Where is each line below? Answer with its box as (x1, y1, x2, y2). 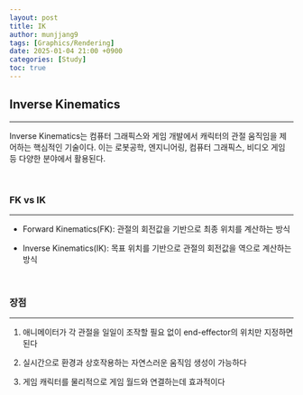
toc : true (9, 64, 47, 73)
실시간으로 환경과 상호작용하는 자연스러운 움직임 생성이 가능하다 (22, 357, 247, 368)
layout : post (9, 13, 59, 23)
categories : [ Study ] (9, 55, 87, 64)
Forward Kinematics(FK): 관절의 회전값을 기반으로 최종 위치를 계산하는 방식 (22, 223, 290, 234)
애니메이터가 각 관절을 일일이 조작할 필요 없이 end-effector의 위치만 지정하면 (22, 326, 294, 338)
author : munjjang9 (9, 30, 78, 39)
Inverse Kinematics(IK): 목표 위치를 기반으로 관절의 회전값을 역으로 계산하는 (22, 243, 292, 253)
